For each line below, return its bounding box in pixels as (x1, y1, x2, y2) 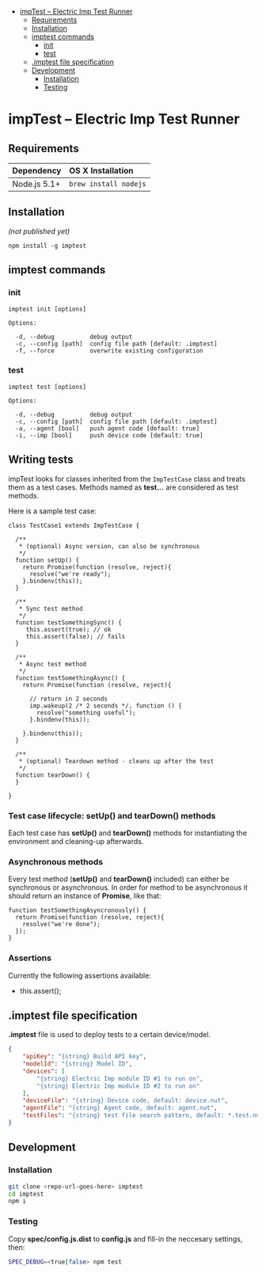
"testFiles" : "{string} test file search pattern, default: (22, 1112, 225, 1120)
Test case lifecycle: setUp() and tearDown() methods (8, 810, 216, 821)
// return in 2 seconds (28, 695, 108, 703)
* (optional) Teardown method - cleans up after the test (18, 757, 215, 765)
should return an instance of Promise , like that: (8, 891, 161, 901)
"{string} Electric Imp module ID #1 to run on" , (36, 1074, 203, 1082)
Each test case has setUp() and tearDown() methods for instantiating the (8, 828, 248, 837)
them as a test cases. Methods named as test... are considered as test (8, 483, 239, 492)
